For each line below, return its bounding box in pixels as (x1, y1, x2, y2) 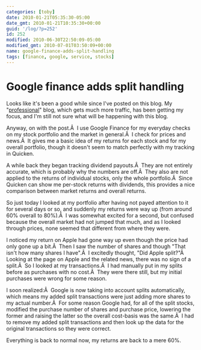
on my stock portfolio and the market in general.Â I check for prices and (6, 130, 187, 138)
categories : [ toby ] (6, 8, 55, 15)
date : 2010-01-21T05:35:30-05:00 (6, 14, 90, 21)
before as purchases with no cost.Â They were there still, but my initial (6, 268, 182, 275)
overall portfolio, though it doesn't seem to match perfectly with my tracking (6, 143, 195, 151)
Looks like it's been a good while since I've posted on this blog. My (6, 100, 173, 107)
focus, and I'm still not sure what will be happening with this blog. (6, 112, 169, 119)
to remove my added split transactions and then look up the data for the (6, 318, 184, 326)
